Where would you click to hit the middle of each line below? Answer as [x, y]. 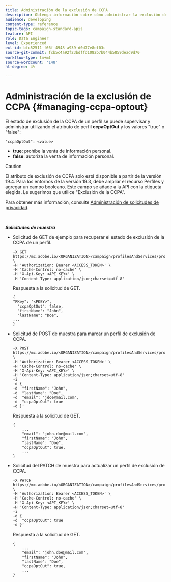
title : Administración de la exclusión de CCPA [57, 10]
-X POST [21, 349]
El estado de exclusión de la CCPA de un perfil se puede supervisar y [78, 121]
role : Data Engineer [27, 39]
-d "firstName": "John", [40, 389]
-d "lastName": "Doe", [38, 393]
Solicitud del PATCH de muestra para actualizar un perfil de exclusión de [89, 466]
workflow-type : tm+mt [28, 57]
